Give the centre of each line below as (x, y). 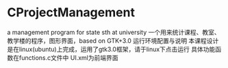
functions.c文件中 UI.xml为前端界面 (68, 57)
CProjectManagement (71, 13)
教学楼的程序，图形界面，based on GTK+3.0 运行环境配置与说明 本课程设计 (113, 40)
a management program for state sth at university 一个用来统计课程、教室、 (114, 32)
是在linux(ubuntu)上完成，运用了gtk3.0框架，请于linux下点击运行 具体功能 (111, 49)
